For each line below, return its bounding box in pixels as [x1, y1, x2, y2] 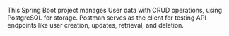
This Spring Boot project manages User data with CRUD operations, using [7, 6, 223, 14]
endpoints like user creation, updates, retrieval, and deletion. [7, 21, 184, 29]
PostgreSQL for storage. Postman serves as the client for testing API [7, 13, 206, 22]
